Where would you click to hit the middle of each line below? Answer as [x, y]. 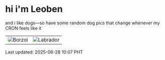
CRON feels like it [23, 28]
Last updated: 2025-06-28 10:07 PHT [44, 52]
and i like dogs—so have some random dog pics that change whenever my [82, 23]
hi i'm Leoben [34, 9]
